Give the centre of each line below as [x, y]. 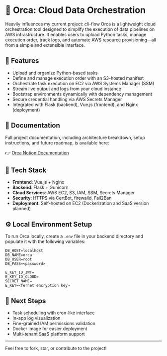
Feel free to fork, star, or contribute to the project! [56, 348]
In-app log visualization [36, 318]
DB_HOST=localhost [24, 251]
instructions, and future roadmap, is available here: [57, 143]
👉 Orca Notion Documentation [37, 153]
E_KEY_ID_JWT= [20, 273]
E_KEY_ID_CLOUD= [22, 277]
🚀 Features [22, 61]
